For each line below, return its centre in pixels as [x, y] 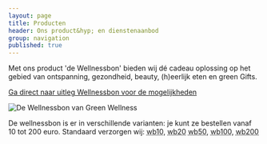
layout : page [30, 16]
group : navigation [39, 38]
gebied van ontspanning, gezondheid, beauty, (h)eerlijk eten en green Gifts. [133, 77]
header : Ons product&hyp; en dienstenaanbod [84, 30]
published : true [35, 46]
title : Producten [37, 23]
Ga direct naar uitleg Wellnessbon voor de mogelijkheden [103, 92]
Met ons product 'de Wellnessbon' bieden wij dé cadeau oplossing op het [130, 68]
